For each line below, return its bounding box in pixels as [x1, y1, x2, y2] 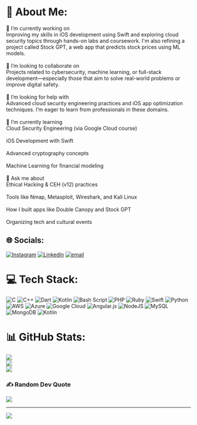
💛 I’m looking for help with [6, 93, 69, 101]
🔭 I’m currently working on [6, 25, 70, 32]
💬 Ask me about [6, 175, 45, 182]
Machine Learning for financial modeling [6, 162, 104, 169]
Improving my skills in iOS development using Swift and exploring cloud [6, 31, 179, 38]
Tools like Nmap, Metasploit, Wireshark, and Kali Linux [6, 193, 138, 200]
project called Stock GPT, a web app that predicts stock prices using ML [6, 43, 181, 51]
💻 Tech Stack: [6, 273, 79, 286]
